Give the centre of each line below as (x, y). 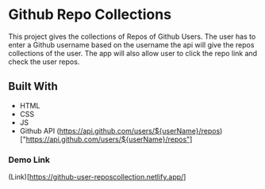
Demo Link (29, 160)
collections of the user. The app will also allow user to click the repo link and (133, 53)
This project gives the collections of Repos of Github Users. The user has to (132, 36)
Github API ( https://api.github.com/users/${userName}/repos (120, 130)
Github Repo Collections (90, 15)
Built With (33, 87)
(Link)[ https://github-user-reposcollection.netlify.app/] (97, 177)
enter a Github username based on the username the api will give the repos (131, 44)
